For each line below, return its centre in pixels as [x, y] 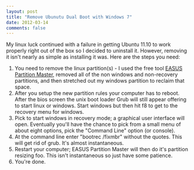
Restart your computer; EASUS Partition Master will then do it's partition [101, 149]
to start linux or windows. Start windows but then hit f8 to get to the [96, 106]
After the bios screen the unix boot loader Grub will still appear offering [100, 100]
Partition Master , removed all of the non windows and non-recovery [96, 74]
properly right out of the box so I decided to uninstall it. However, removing [97, 51]
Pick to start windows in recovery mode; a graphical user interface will [99, 118]
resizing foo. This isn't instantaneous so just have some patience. [93, 155]
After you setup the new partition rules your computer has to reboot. [97, 93]
